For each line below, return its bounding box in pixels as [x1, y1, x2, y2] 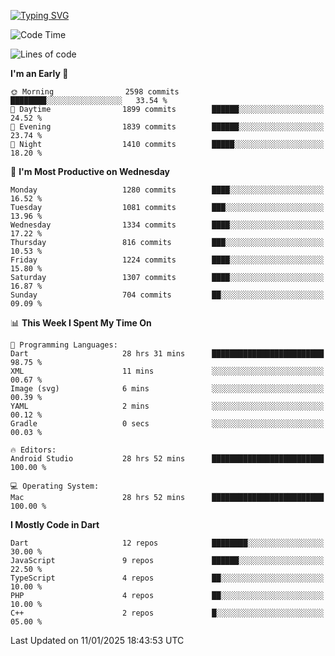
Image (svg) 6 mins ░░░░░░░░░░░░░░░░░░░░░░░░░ [10, 384, 325, 394]
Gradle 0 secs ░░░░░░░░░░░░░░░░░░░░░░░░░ [10, 419, 325, 429]
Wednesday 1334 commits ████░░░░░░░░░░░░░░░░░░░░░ [10, 220, 325, 230]
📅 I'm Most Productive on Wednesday [10, 166, 170, 177]
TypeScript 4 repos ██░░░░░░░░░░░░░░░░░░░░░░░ [10, 573, 325, 583]
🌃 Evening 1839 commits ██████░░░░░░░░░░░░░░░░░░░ [10, 122, 325, 132]
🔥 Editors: [10, 445, 57, 455]
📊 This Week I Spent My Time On [10, 317, 152, 329]
